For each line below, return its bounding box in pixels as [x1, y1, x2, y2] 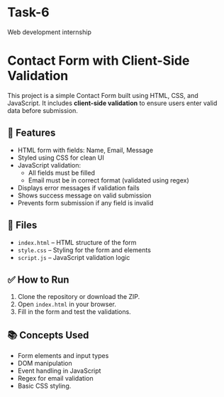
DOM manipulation [17, 359, 72, 368]
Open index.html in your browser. [17, 300, 117, 309]
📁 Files [7, 219, 38, 232]
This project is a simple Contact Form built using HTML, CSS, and [7, 91, 198, 99]
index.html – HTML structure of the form [17, 238, 137, 246]
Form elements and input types [17, 352, 109, 360]
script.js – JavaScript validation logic [17, 253, 130, 261]
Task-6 [7, 4, 50, 21]
